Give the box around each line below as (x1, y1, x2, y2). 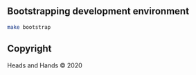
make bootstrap (7, 23, 51, 30)
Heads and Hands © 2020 (7, 61, 83, 69)
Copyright (7, 43, 52, 54)
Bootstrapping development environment (7, 6, 189, 17)
